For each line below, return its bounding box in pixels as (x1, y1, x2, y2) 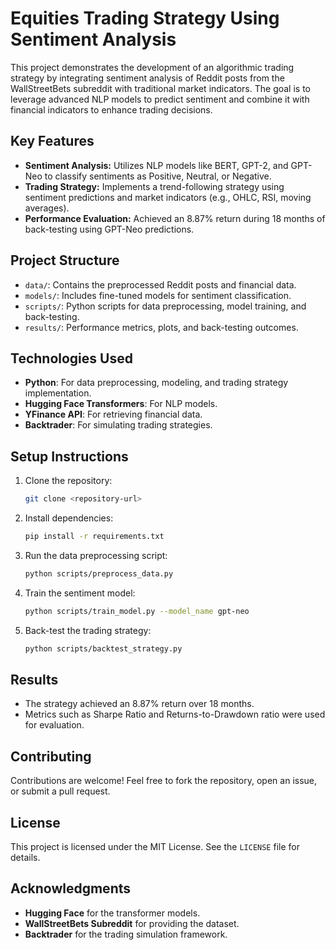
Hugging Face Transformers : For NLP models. (24, 398, 218, 410)
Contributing (10, 748, 92, 765)
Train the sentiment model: (24, 587, 136, 599)
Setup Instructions (10, 448, 129, 465)
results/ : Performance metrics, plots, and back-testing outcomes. (24, 321, 299, 333)
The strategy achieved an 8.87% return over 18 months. (24, 698, 255, 710)
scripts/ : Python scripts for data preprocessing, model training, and (24, 300, 307, 312)
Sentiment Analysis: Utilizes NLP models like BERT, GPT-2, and (24, 159, 289, 171)
